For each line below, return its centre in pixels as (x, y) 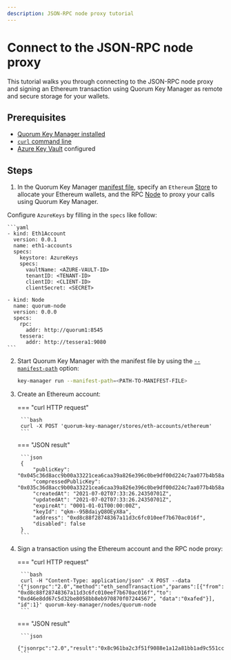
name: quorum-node (40, 306)
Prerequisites (37, 117)
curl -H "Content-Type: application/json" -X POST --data (106, 581)
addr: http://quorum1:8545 (64, 330)
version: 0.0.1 (35, 240)
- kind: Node (26, 300)
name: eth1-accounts (43, 246)
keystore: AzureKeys (49, 258)
